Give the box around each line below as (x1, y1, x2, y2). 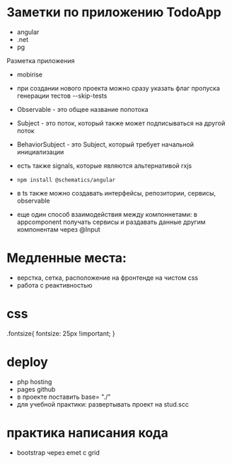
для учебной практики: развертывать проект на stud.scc (16, 400, 189, 408)
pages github (16, 385, 56, 393)
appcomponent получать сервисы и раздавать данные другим (16, 217, 206, 226)
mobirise (16, 70, 43, 79)
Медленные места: (6, 250, 127, 266)
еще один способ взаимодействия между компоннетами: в (16, 210, 197, 218)
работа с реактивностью (16, 281, 93, 289)
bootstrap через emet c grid (16, 448, 100, 457)
